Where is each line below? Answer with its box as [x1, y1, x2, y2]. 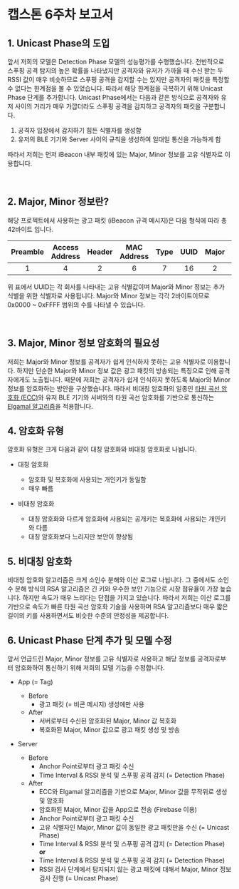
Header [87, 247, 113, 257]
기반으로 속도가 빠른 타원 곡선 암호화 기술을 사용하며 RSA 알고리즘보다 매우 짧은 [7, 602, 229, 611]
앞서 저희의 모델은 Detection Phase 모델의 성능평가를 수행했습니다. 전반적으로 [7, 58, 225, 66]
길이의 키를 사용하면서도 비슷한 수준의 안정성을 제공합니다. [7, 611, 169, 620]
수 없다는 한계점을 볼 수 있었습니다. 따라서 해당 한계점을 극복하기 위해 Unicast [7, 84, 223, 93]
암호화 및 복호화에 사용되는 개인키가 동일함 [28, 475, 147, 484]
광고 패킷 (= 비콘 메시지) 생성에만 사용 [38, 700, 144, 708]
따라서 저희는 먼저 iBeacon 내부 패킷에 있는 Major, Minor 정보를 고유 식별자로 [7, 151, 223, 158]
